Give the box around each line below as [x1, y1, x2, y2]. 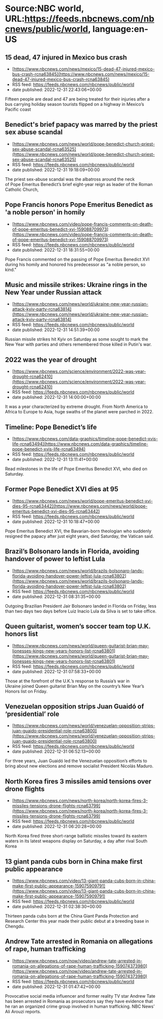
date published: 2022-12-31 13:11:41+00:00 [12, 457, 98, 462]
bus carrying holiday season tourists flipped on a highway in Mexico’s [5, 102, 145, 107]
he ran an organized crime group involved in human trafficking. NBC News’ [5, 1003, 155, 1009]
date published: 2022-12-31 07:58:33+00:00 [12, 668, 101, 674]
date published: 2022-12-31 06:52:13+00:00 [12, 748, 101, 754]
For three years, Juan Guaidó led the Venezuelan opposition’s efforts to [5, 758, 147, 764]
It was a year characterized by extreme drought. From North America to [5, 404, 148, 409]
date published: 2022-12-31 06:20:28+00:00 [12, 824, 102, 830]
